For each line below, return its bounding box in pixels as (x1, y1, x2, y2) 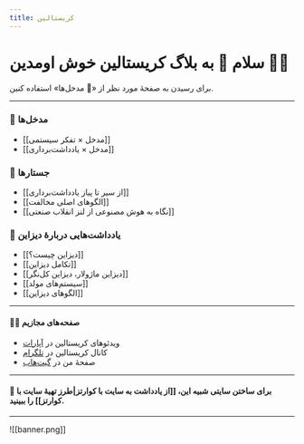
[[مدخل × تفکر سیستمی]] (22, 133, 111, 145)
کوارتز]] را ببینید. (9, 395, 65, 406)
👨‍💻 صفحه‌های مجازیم (9, 317, 80, 328)
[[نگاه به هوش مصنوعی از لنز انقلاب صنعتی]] (22, 206, 175, 217)
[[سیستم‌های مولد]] (22, 278, 89, 289)
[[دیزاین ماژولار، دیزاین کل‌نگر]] (22, 268, 128, 279)
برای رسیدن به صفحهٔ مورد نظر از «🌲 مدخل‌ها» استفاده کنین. (9, 82, 214, 93)
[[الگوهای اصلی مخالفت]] (22, 197, 109, 208)
